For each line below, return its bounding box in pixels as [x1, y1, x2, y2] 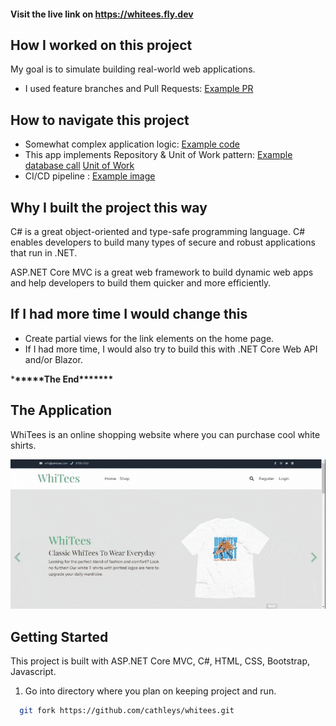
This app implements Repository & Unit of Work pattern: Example [24, 149, 293, 161]
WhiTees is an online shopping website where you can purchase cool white [10, 428, 321, 440]
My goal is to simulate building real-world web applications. [10, 63, 256, 75]
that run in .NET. [10, 247, 78, 259]
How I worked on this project [10, 36, 193, 54]
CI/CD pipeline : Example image [24, 170, 156, 182]
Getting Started [10, 628, 109, 645]
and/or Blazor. [24, 353, 83, 365]
